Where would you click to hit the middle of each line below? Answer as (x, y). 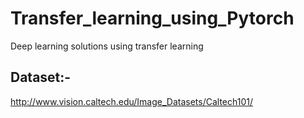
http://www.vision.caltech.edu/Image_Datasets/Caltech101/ (132, 101)
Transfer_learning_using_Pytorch (152, 18)
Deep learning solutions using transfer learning (107, 46)
